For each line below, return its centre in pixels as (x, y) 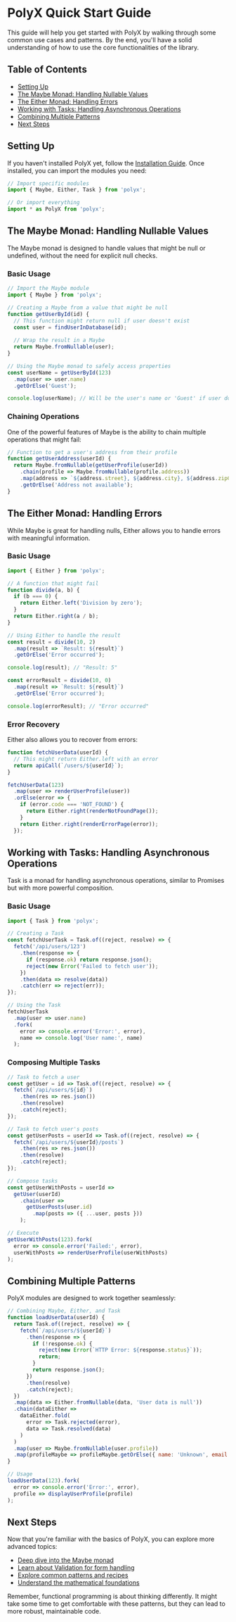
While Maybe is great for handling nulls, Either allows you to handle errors (114, 530)
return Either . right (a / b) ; (56, 616)
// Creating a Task (36, 933)
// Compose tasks (33, 1181)
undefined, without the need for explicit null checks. (83, 256)
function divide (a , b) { (44, 590)
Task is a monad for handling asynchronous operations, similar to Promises (116, 881)
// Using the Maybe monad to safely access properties (89, 366)
